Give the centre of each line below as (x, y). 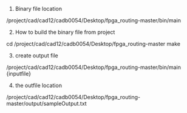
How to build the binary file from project (65, 32)
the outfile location (39, 85)
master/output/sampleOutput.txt (46, 103)
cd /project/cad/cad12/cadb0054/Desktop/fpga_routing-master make (93, 44)
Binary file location (39, 9)
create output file (37, 56)
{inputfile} (19, 74)
